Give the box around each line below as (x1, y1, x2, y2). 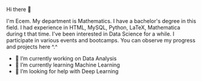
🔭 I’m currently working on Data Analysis (15, 55, 117, 62)
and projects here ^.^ (6, 43, 58, 50)
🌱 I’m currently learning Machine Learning (15, 61, 120, 68)
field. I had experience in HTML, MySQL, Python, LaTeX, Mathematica (6, 24, 181, 31)
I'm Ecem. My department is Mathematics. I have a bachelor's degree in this (6, 18, 197, 24)
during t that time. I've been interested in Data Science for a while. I (6, 30, 175, 37)
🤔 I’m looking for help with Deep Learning (15, 68, 119, 75)
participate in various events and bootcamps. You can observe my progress (6, 37, 196, 44)
